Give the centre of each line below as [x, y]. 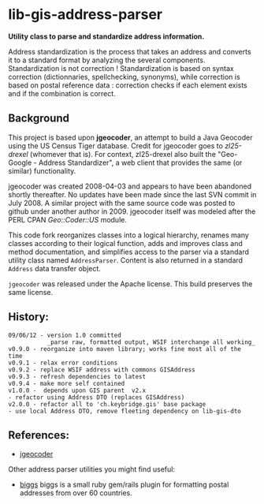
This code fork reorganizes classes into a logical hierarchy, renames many [129, 235]
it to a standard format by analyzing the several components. [107, 60]
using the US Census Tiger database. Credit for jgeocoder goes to [115, 146]
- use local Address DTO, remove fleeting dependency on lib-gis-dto [125, 411]
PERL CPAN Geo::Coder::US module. [68, 219]
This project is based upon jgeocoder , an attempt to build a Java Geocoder [130, 137]
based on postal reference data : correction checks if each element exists [128, 85]
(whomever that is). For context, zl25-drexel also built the [123, 154]
